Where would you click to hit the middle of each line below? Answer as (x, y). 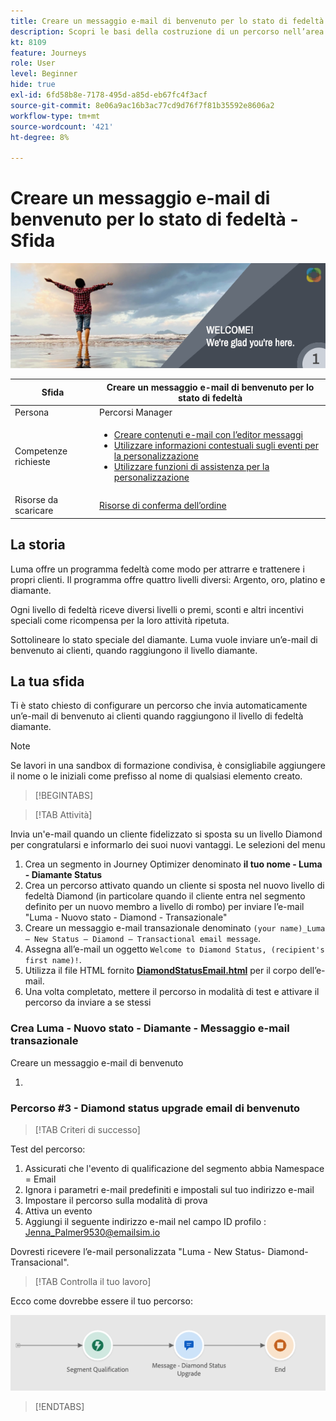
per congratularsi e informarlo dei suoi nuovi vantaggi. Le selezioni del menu (168, 845)
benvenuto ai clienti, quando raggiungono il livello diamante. (134, 650)
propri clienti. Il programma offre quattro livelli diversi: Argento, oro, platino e (168, 579)
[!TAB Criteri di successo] (87, 1130)
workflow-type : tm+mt (55, 116)
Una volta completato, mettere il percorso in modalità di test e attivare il (172, 992)
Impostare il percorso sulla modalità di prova (116, 1201)
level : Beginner (44, 74)
